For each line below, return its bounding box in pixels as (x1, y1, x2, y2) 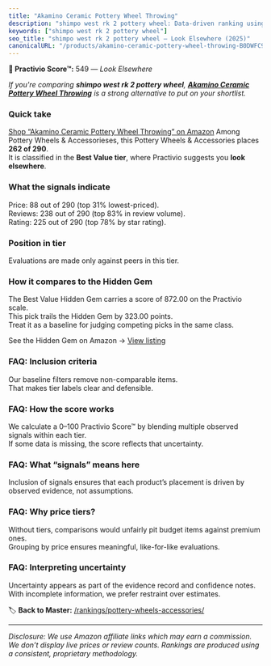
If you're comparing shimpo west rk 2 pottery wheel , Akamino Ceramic (8, 80, 250, 90)
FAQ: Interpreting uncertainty (8, 562, 127, 573)
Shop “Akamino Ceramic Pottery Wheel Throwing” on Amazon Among (8, 127, 240, 137)
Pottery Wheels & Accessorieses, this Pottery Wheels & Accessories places (8, 135, 260, 146)
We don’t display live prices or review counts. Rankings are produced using (8, 640, 260, 650)
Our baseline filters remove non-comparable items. (8, 374, 178, 384)
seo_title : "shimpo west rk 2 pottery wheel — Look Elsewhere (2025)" (8, 34, 251, 43)
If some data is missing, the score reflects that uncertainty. (8, 439, 204, 448)
